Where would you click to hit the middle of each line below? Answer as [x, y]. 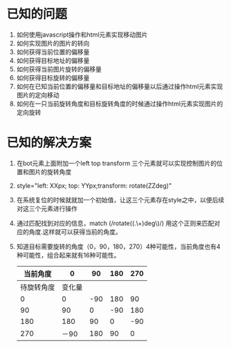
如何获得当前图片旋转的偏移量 [59, 69]
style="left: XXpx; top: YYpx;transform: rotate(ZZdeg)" [94, 185]
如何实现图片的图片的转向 [53, 43]
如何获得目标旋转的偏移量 [53, 77]
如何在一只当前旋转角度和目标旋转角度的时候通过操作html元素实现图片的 [120, 104]
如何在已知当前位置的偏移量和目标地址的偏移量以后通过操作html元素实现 [120, 86]
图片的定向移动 [38, 95]
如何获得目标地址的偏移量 [53, 60]
